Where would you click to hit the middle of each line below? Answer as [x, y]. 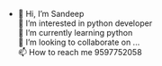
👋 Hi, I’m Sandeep [51, 14]
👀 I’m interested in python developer [85, 23]
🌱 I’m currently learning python [75, 33]
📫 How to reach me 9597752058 [80, 52]
